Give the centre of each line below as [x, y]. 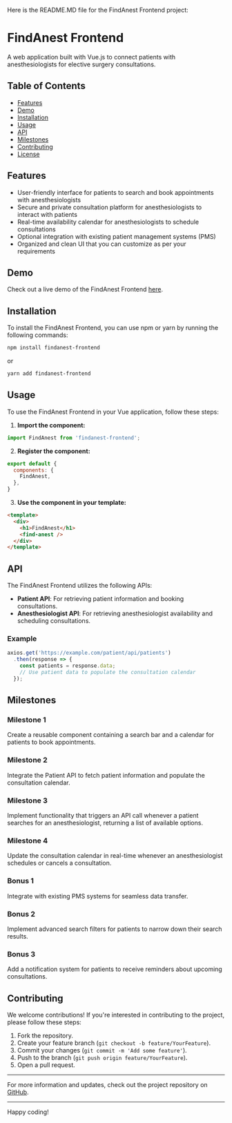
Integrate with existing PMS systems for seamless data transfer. [98, 896]
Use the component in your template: [71, 502]
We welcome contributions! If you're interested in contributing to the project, [116, 1015]
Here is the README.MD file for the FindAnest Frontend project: [98, 10]
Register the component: [54, 451]
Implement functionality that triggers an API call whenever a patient [103, 816]
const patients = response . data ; [68, 666]
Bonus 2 [21, 914]
